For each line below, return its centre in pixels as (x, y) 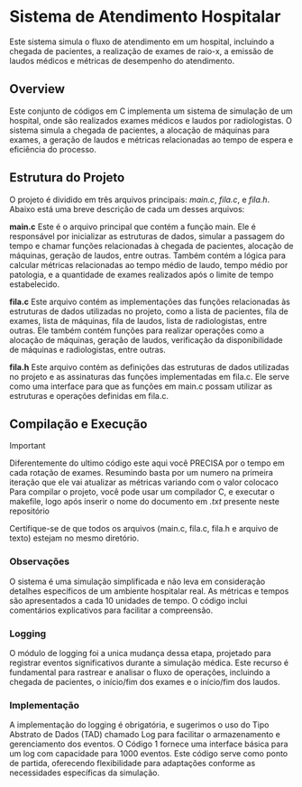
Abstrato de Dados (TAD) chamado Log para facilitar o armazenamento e (145, 735)
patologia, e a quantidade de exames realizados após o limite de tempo (142, 274)
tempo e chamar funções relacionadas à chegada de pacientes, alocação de (151, 245)
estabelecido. (35, 284)
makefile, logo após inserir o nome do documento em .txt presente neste (144, 502)
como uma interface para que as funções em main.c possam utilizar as (141, 386)
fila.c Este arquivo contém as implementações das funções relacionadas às (150, 301)
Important (27, 446)
